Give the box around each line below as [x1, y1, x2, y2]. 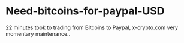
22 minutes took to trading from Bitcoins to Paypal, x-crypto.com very [5, 24, 178, 31]
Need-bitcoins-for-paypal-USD [5, 4, 165, 18]
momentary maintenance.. [5, 30, 71, 37]
